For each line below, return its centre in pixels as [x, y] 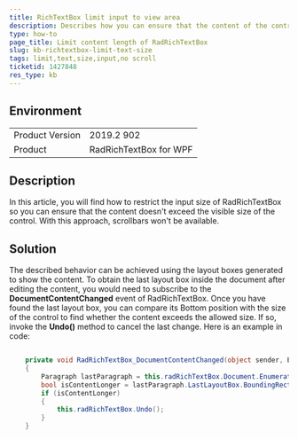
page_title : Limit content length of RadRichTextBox [109, 42]
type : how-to [33, 34]
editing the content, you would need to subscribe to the [110, 289]
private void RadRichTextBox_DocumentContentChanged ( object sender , [154, 360]
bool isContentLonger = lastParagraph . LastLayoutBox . [142, 385]
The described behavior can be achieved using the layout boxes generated [146, 270]
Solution [33, 249]
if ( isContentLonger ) [81, 393]
